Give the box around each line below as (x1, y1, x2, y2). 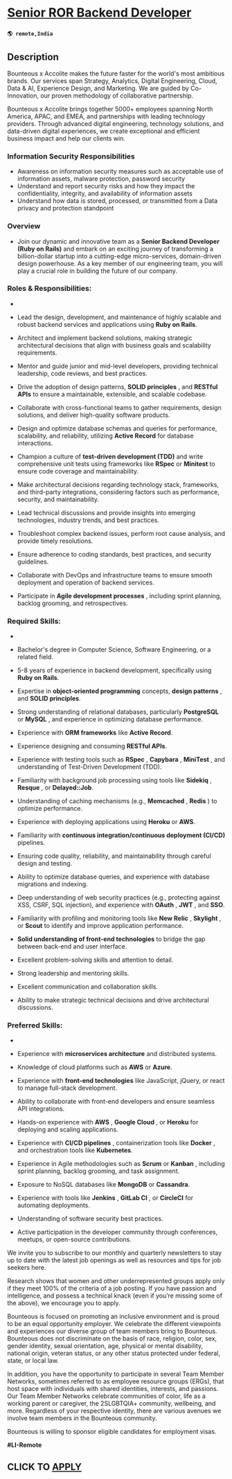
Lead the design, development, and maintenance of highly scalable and (17, 313, 222, 321)
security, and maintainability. (17, 495, 99, 503)
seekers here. (7, 1264, 46, 1272)
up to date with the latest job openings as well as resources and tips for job (7, 1256, 222, 1264)
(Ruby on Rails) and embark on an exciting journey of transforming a (17, 244, 213, 253)
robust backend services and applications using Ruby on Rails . (17, 320, 197, 328)
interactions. (17, 438, 53, 447)
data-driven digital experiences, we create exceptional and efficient (7, 127, 200, 135)
